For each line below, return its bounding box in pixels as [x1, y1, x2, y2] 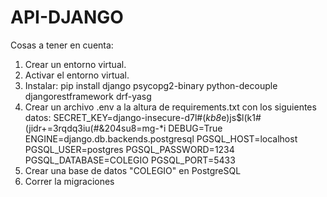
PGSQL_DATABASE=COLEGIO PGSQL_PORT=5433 [24, 154, 236, 166]
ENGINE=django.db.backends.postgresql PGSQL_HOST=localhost [24, 132, 298, 145]
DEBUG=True [168, 122, 223, 134]
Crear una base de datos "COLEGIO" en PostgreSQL [24, 164, 242, 176]
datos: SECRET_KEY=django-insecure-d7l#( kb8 [24, 111, 222, 123]
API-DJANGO [10, 6, 124, 29]
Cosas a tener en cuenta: [10, 39, 114, 51]
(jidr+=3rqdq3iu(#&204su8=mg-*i [24, 122, 167, 134]
